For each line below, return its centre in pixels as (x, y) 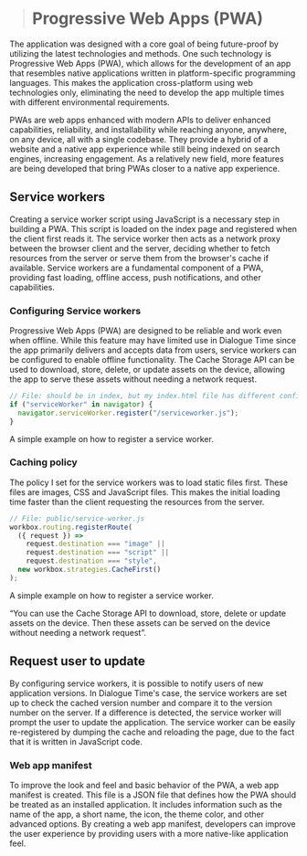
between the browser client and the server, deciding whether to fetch (140, 248)
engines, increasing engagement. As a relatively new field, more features (147, 158)
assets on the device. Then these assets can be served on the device (140, 623)
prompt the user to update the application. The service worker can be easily (153, 722)
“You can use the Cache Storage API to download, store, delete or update (148, 613)
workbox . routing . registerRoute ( (71, 527)
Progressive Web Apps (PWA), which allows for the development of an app (150, 63)
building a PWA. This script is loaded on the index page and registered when (153, 228)
